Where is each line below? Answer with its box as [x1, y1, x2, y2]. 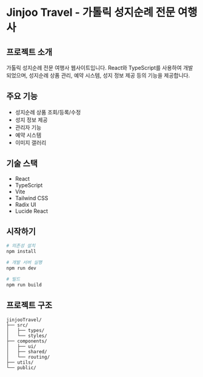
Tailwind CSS [15, 194, 48, 201]
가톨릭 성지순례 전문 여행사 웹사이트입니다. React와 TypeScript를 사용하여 [6, 64, 182, 71]
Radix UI [15, 201, 36, 208]
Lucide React [15, 207, 48, 215]
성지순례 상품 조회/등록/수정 [15, 108, 81, 116]
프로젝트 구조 [6, 300, 53, 311]
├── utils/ [6, 359, 34, 365]
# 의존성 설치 [6, 243, 36, 249]
